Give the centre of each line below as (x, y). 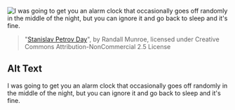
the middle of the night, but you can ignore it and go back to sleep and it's (114, 93)
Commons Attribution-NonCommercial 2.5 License (98, 47)
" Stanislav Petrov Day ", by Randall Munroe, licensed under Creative (122, 39)
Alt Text (25, 69)
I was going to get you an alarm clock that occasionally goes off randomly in (117, 85)
